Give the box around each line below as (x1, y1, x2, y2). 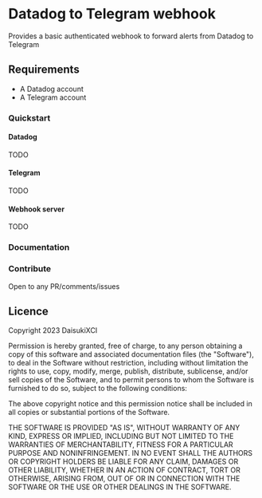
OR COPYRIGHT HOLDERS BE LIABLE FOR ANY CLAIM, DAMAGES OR (8, 457, 239, 467)
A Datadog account (19, 84, 84, 93)
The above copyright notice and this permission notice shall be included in (8, 399, 252, 409)
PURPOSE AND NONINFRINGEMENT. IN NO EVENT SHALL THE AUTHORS (8, 449, 253, 458)
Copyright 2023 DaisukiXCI (8, 326, 98, 335)
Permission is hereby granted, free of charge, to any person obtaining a (8, 341, 243, 351)
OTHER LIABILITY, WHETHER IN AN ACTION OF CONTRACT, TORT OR (8, 465, 240, 475)
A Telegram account (19, 93, 87, 102)
